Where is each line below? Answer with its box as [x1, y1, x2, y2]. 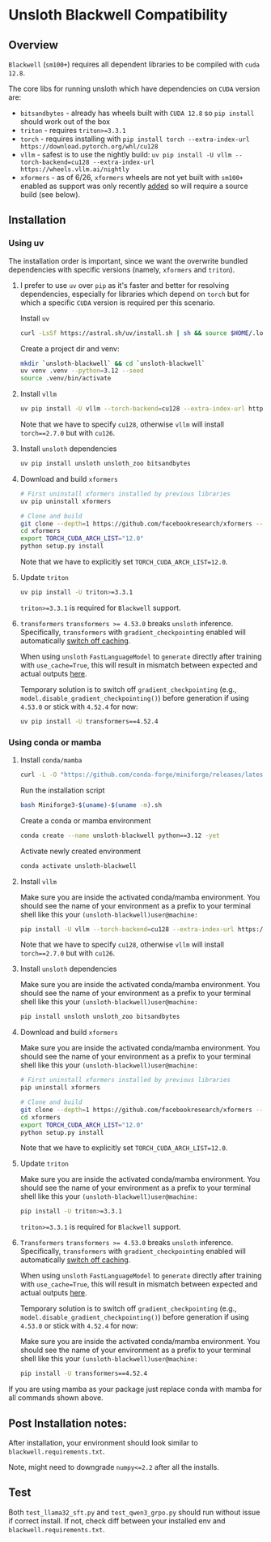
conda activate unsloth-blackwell [19, 861, 137, 870]
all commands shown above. [8, 1393, 104, 1402]
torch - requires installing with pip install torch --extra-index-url [19, 134, 250, 144]
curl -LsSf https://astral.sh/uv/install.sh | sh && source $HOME [19, 329, 249, 337]
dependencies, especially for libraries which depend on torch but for [19, 289, 250, 299]
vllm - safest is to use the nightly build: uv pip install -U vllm [19, 150, 232, 159]
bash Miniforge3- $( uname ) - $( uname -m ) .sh [19, 801, 163, 809]
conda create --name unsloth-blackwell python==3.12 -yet [19, 831, 220, 840]
